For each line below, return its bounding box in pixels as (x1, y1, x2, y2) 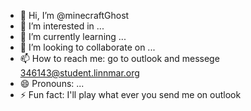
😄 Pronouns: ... (19, 78, 85, 89)
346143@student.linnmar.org (19, 67, 140, 79)
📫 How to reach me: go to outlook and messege (19, 53, 220, 64)
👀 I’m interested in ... (19, 20, 105, 32)
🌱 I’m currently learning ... (19, 31, 127, 42)
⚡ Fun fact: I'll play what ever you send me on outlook (19, 89, 242, 100)
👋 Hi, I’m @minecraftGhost (19, 10, 130, 21)
